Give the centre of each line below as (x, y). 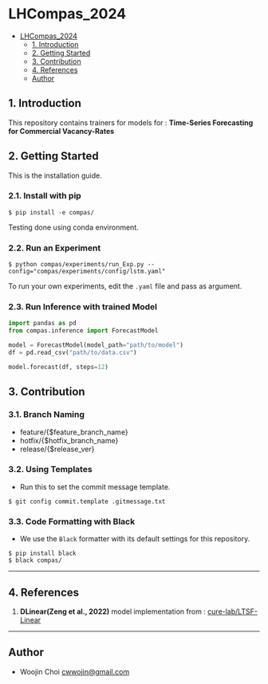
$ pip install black (43, 554)
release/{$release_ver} (57, 449)
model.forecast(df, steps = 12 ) (59, 367)
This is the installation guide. (55, 175)
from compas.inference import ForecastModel (83, 331)
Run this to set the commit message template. (95, 486)
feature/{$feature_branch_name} (74, 432)
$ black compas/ (35, 560)
